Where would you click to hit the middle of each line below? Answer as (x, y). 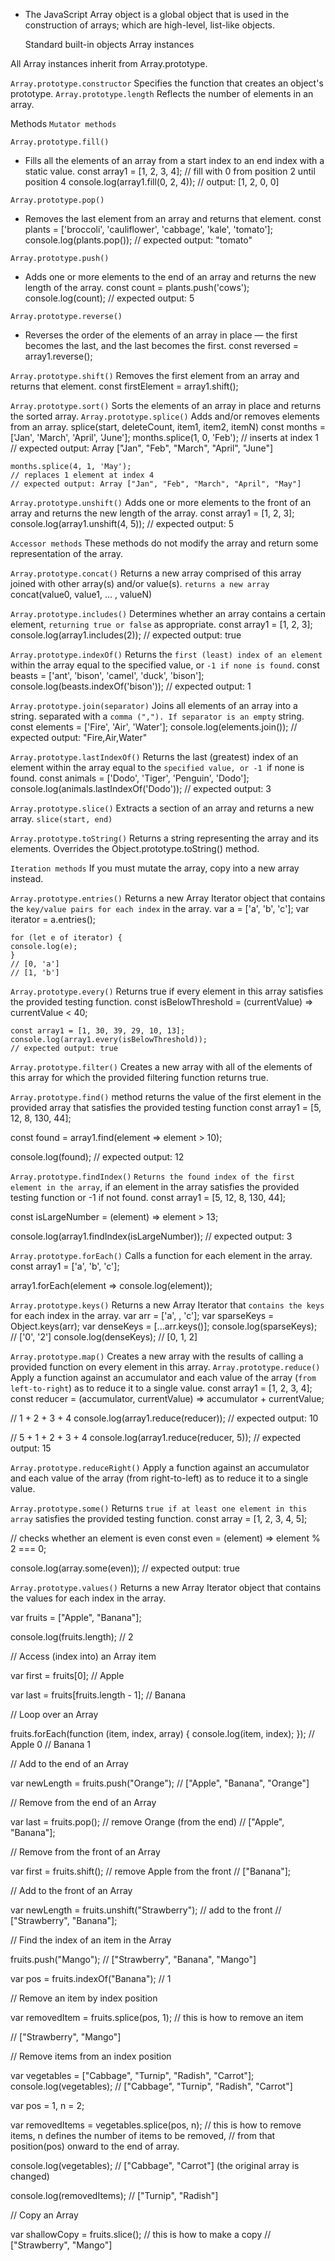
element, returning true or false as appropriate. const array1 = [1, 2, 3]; (161, 624)
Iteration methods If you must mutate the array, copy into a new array (155, 868)
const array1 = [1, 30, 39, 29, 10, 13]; (98, 1031)
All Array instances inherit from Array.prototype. (109, 63)
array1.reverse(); (58, 356)
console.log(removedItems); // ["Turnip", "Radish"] (114, 2195)
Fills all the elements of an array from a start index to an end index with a (174, 160)
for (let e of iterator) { (66, 938)
